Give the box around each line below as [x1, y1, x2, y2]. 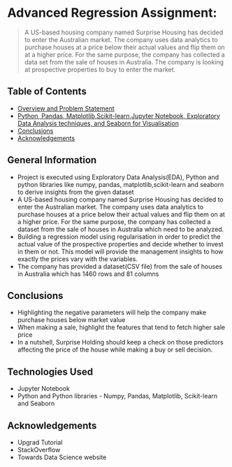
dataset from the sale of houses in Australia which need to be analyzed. [17, 225, 224, 233]
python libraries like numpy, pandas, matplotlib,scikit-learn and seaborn [17, 180, 224, 188]
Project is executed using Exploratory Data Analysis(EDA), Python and [17, 173, 219, 181]
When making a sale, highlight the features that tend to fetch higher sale [17, 323, 226, 332]
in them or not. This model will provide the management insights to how [17, 247, 224, 256]
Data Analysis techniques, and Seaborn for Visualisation [17, 119, 180, 127]
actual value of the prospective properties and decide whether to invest [17, 239, 224, 248]
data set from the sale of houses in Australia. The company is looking [24, 57, 224, 66]
